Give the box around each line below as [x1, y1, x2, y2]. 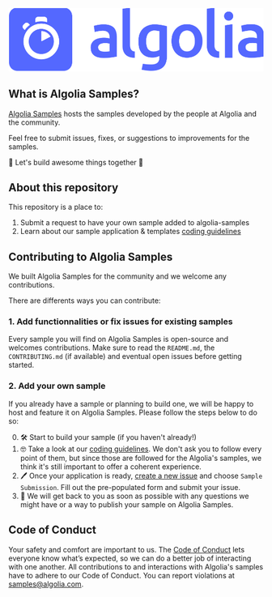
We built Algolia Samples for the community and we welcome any [8, 271, 227, 281]
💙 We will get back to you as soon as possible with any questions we [19, 491, 249, 501]
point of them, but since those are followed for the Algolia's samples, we [19, 453, 261, 463]
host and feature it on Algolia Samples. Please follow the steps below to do [8, 407, 257, 417]
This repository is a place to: [8, 203, 104, 212]
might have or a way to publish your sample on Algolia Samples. [19, 499, 234, 510]
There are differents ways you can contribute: [8, 296, 161, 305]
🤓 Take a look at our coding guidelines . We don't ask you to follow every [19, 444, 262, 454]
